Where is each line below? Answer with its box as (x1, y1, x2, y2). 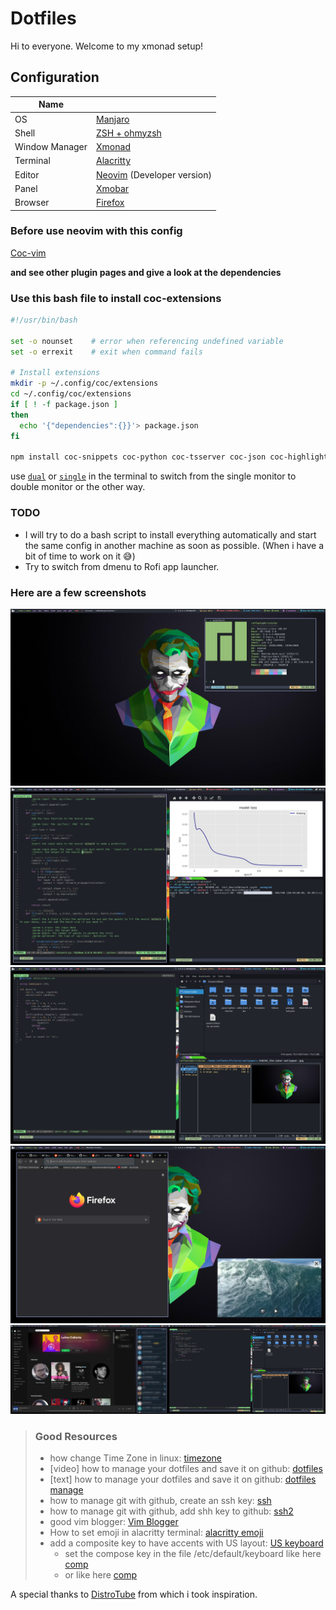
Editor (14, 168, 40, 181)
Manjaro (96, 113, 130, 125)
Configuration (10, 69, 100, 86)
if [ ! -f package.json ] (10, 400, 118, 410)
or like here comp (64, 1568, 138, 1581)
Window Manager (14, 141, 88, 152)
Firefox (96, 197, 125, 208)
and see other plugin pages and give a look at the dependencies (10, 266, 282, 278)
